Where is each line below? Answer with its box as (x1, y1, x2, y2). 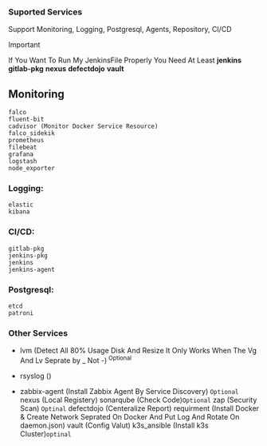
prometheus (8, 137, 45, 145)
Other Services (8, 327, 69, 338)
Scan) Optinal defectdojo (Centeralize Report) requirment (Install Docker (19, 403, 260, 413)
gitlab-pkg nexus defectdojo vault (8, 64, 124, 74)
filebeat (8, 143, 37, 152)
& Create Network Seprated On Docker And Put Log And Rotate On (19, 412, 240, 421)
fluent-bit (8, 115, 45, 124)
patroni (8, 309, 34, 317)
